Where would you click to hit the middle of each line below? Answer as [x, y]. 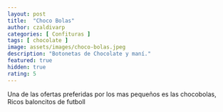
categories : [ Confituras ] [49, 34]
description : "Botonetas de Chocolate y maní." [79, 54]
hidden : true [27, 67]
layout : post [27, 14]
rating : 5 [22, 73]
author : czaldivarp [36, 27]
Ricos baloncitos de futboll [46, 101]
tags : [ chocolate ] [38, 41]
